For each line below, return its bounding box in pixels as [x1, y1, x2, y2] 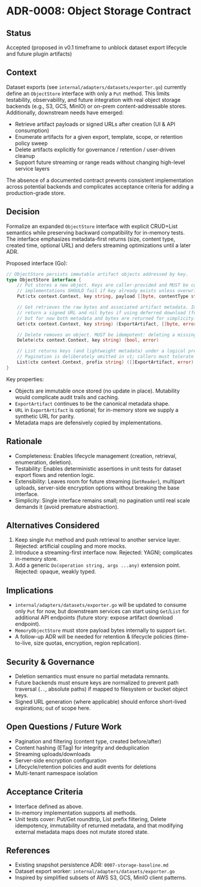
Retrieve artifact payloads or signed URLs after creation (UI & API [14, 120, 175, 127]
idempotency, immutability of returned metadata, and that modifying [14, 822, 184, 829]
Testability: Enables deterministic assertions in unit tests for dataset [14, 465, 182, 472]
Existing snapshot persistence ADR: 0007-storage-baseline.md [14, 861, 169, 868]
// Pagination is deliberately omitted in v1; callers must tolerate [17, 354, 194, 360]
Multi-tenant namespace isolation [14, 769, 98, 776]
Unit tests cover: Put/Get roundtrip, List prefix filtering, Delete [14, 815, 166, 822]
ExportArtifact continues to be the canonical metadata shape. [14, 400, 170, 407]
